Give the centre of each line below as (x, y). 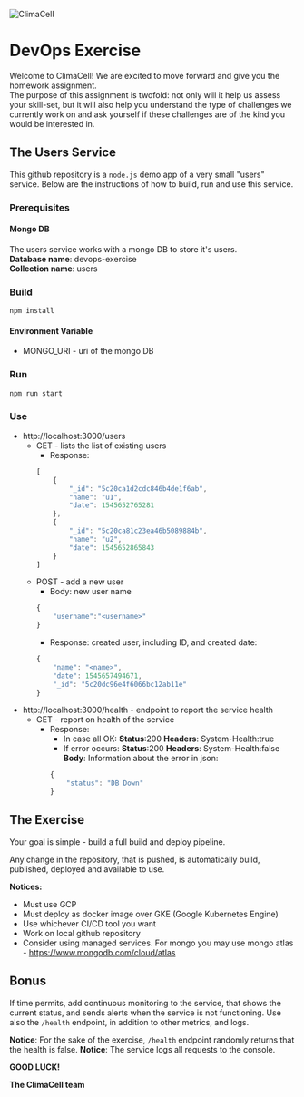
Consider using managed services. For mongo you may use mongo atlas (158, 943)
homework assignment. (53, 85)
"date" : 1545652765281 (112, 505)
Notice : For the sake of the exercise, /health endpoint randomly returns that (152, 1040)
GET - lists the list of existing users (101, 446)
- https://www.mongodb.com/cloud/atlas (99, 952)
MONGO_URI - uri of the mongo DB (88, 351)
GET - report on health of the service (105, 720)
